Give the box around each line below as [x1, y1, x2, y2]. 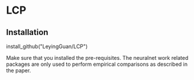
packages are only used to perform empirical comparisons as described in [6, 60, 188, 68]
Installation [6, 27, 48, 37]
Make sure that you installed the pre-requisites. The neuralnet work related [6, 55, 189, 61]
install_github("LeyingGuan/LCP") [6, 43, 88, 50]
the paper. [6, 67, 31, 74]
